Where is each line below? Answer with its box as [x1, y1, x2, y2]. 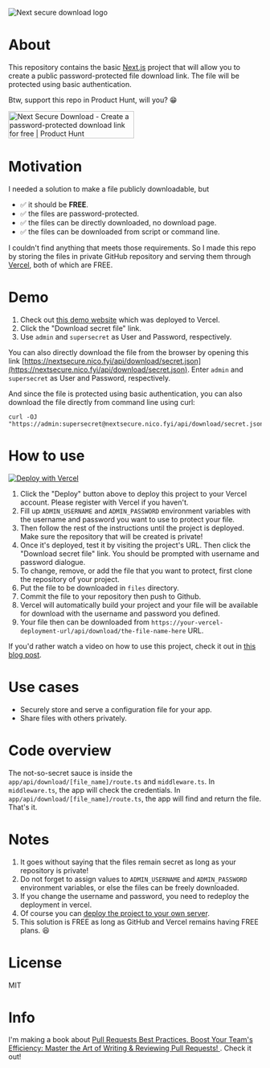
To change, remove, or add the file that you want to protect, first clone [19, 566, 253, 575]
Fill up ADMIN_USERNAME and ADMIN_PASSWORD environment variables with [19, 505, 251, 515]
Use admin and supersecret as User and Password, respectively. [19, 332, 232, 341]
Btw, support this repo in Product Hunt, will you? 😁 [8, 95, 178, 105]
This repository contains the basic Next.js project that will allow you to [8, 62, 241, 72]
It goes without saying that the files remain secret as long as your [19, 857, 237, 867]
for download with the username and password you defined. [19, 608, 221, 618]
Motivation [8, 158, 83, 176]
